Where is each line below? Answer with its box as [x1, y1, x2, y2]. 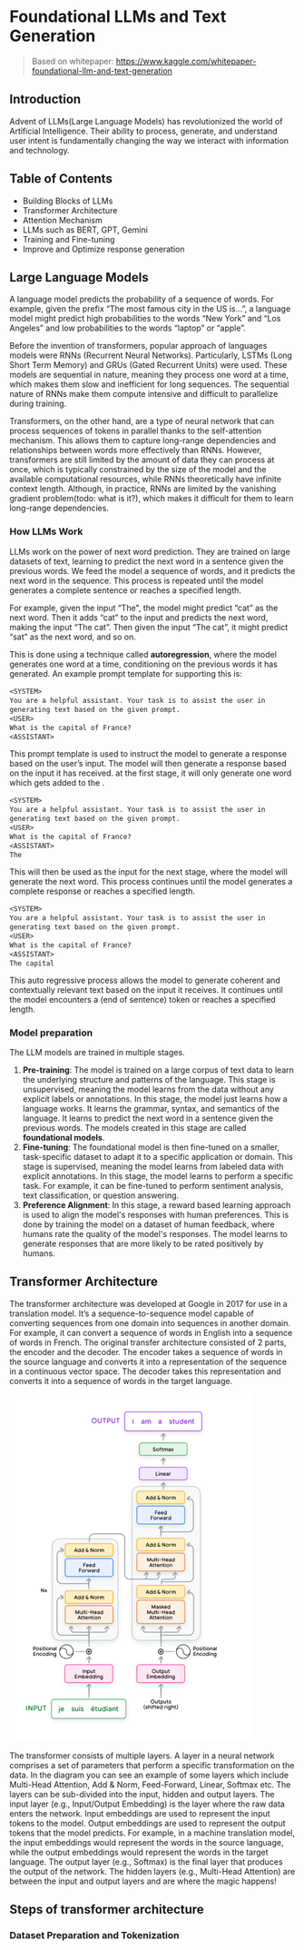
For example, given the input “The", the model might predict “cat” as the [9, 602, 279, 613]
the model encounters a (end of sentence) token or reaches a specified [9, 994, 276, 1005]
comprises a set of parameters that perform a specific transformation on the [9, 1759, 295, 1770]
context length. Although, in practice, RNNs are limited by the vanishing [9, 483, 277, 494]
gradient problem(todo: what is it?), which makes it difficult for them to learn [9, 493, 294, 504]
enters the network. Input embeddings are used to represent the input [9, 1807, 270, 1818]
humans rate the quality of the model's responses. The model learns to [22, 1228, 288, 1239]
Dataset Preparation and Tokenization [9, 1929, 180, 1942]
